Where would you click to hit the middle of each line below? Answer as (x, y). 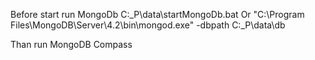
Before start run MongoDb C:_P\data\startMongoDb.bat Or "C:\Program (157, 14)
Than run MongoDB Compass (71, 44)
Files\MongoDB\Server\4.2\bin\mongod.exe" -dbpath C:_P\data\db (148, 25)
